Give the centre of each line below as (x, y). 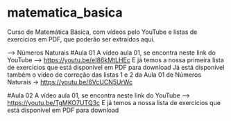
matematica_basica (65, 13)
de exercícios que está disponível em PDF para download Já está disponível (116, 67)
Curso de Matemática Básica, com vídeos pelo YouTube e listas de (102, 32)
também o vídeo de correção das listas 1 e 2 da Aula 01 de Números (104, 75)
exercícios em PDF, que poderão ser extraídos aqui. (81, 39)
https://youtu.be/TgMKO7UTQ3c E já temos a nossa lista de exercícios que (114, 102)
